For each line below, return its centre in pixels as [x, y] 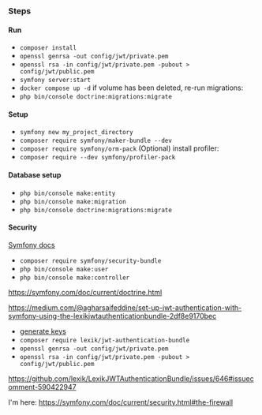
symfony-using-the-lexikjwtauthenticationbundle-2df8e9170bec [112, 316]
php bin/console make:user [64, 269]
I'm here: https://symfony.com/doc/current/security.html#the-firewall [121, 402]
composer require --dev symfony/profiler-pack [97, 158]
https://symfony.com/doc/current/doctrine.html [85, 292]
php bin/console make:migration [73, 202]
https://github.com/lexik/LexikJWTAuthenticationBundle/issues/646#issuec [131, 378]
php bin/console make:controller [75, 278]
